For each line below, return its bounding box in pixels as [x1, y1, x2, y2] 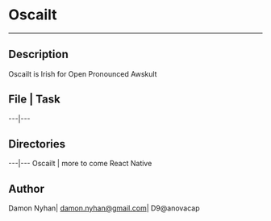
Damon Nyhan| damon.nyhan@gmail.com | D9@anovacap [8, 203, 200, 213]
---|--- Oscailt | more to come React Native [8, 159, 152, 169]
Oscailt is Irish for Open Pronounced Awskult [8, 69, 157, 78]
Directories [8, 137, 66, 151]
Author [8, 181, 44, 195]
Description [8, 48, 69, 61]
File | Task [8, 93, 60, 106]
